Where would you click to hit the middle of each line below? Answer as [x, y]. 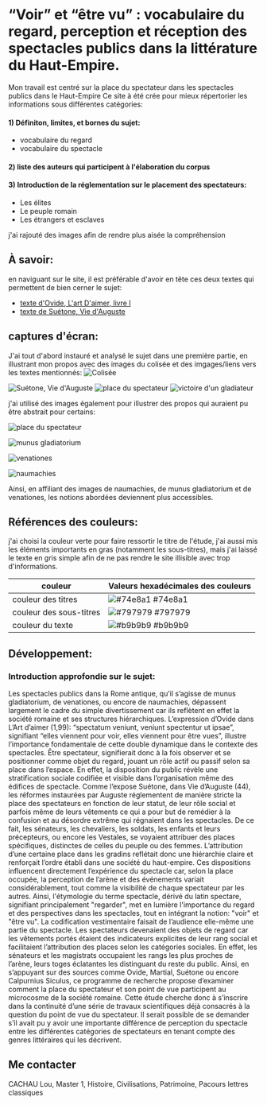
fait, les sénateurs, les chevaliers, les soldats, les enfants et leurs [114, 829]
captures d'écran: [54, 337]
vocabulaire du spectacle [61, 149]
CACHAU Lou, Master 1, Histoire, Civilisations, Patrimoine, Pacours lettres [128, 1084]
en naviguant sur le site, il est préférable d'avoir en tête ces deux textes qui [131, 279]
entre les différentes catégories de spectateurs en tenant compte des [122, 1032]
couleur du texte [43, 626]
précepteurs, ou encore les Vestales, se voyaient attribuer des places [122, 837]
